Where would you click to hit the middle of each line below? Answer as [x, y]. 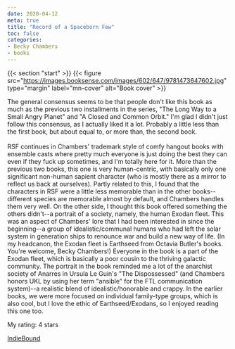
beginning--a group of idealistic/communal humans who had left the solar [114, 229]
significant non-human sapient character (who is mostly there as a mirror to [117, 176]
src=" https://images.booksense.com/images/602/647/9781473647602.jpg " [117, 80]
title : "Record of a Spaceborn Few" [61, 27]
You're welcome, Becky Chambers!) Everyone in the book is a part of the [113, 251]
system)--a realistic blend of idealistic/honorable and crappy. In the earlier [115, 288]
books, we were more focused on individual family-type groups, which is [113, 296]
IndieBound [24, 338]
